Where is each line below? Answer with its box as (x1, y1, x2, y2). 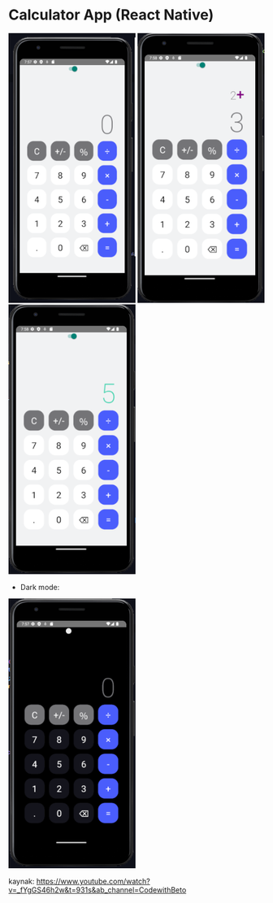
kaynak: (8, 876, 35, 886)
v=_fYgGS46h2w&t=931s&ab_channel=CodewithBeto (8, 884, 187, 895)
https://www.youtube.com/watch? (36, 876, 150, 886)
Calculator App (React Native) (8, 6, 214, 24)
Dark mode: (19, 582, 60, 592)
